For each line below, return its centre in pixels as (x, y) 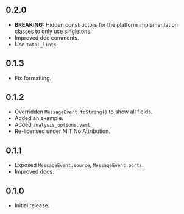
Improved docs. (34, 172)
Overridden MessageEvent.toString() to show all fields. (83, 112)
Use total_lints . (36, 44)
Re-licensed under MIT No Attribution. (62, 131)
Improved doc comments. (47, 37)
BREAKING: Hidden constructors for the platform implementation (96, 24)
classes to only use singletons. (53, 31)
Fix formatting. (33, 78)
